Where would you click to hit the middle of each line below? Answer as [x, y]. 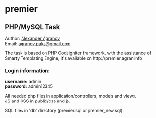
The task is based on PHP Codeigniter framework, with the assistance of [78, 53]
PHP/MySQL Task [33, 27]
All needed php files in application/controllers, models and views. [71, 96]
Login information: [28, 70]
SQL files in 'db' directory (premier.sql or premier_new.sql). [64, 111]
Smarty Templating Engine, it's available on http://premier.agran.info [74, 58]
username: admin [23, 82]
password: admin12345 [29, 86]
